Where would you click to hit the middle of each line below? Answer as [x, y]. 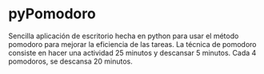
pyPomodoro [52, 14]
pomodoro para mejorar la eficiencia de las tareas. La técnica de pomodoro [133, 44]
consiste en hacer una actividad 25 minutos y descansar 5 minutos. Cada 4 [132, 53]
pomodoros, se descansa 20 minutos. [71, 61]
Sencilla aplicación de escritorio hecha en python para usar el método [124, 36]
